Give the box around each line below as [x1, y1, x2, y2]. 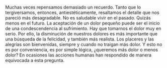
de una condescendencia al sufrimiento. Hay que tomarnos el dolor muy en [5, 25, 161, 31]
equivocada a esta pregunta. [5, 57, 65, 63]
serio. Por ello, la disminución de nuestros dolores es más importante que [5, 31, 158, 36]
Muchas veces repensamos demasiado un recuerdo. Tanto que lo [5, 4, 141, 10]
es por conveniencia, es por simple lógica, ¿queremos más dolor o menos [5, 47, 158, 52]
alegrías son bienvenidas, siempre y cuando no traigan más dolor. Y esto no [5, 41, 162, 47]
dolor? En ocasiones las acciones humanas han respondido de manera [5, 52, 152, 58]
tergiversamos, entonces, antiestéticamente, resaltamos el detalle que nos [5, 9, 159, 15]
